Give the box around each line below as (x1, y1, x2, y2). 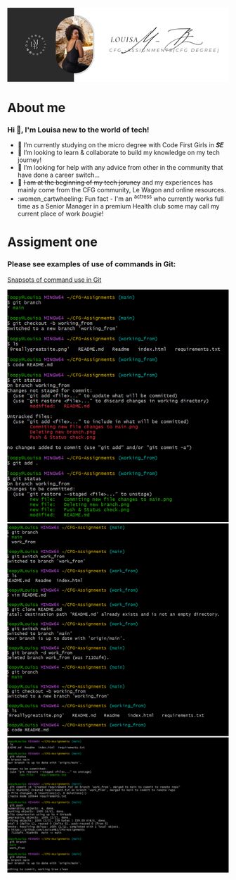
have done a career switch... (17, 171, 100, 180)
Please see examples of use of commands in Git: (7, 259, 176, 269)
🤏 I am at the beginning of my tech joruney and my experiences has (17, 178, 213, 187)
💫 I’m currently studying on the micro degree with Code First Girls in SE (17, 141, 224, 149)
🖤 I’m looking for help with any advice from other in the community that (17, 163, 223, 172)
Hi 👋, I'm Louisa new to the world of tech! (7, 125, 150, 135)
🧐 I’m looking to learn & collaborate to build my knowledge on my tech (17, 149, 220, 157)
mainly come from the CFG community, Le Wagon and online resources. (17, 186, 226, 194)
